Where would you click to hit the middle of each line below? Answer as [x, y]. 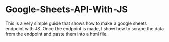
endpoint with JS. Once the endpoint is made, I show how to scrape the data [85, 28]
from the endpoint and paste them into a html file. [57, 34]
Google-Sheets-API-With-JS [66, 9]
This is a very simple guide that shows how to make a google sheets [76, 23]
